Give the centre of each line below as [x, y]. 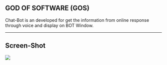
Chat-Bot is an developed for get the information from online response [77, 20]
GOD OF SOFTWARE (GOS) [47, 8]
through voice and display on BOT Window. [49, 25]
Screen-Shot [25, 46]
